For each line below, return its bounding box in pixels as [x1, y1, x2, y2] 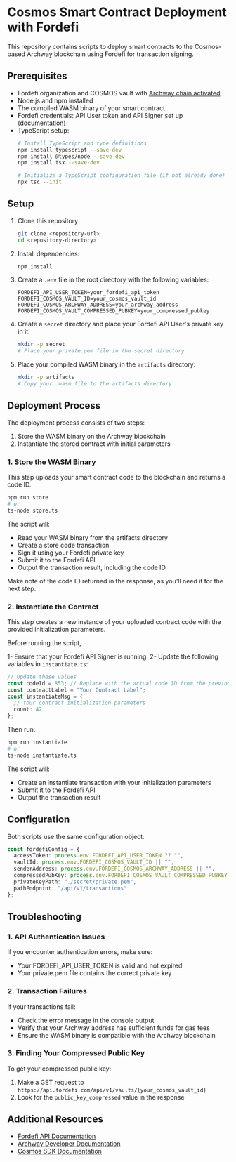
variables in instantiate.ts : [7, 659, 88, 668]
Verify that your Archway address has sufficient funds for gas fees [17, 1023, 211, 1032]
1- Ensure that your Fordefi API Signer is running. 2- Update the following [7, 652, 219, 661]
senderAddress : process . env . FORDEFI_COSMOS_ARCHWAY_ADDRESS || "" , [13, 865, 216, 873]
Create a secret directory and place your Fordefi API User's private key [17, 320, 223, 329]
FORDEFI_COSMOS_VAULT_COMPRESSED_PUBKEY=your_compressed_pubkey [17, 308, 210, 315]
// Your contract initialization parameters [13, 699, 146, 706]
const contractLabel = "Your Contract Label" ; [7, 686, 146, 694]
